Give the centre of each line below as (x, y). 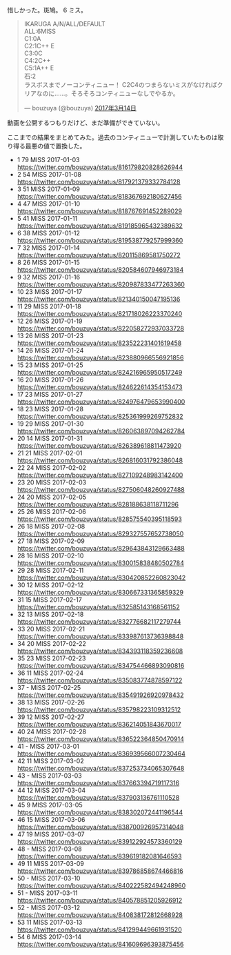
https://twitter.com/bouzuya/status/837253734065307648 (101, 768)
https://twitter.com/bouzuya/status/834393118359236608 (100, 651)
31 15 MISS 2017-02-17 (50, 600)
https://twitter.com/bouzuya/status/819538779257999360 (100, 240)
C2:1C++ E (39, 46)
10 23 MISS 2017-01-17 (50, 292)
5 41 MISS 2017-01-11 (47, 218)
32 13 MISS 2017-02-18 (50, 614)
